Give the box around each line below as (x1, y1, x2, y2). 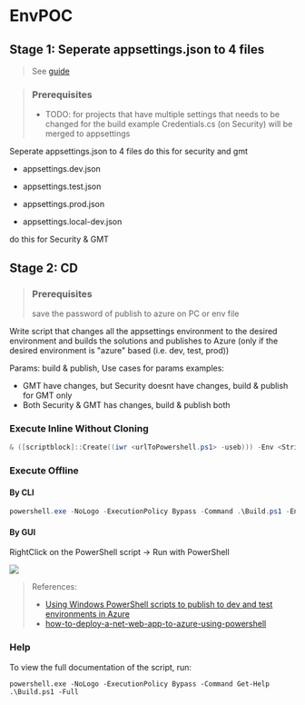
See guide (31, 65, 71, 76)
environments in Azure (44, 609, 130, 620)
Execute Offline (9, 464, 79, 477)
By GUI (9, 526, 36, 537)
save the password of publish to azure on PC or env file (31, 308, 240, 319)
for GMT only (22, 390, 73, 401)
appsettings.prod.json (22, 199, 105, 210)
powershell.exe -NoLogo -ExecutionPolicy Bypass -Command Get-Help (9, 679, 271, 689)
